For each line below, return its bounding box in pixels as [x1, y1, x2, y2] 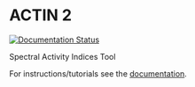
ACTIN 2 [9, 5, 73, 25]
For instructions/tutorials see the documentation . [9, 68, 188, 79]
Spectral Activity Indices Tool [9, 51, 116, 62]
